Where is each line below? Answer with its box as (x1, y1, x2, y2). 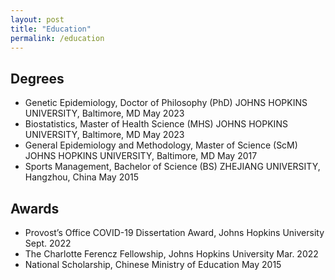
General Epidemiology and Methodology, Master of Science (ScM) (24, 139, 298, 151)
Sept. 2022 (24, 237, 72, 249)
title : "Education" (10, 24, 92, 34)
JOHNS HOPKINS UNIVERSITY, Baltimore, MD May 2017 (24, 150, 258, 162)
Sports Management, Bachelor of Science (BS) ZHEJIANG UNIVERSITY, (24, 161, 321, 173)
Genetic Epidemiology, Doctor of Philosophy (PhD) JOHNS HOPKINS (24, 97, 308, 109)
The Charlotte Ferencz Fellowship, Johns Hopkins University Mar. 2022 (24, 248, 319, 260)
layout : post (10, 14, 65, 25)
